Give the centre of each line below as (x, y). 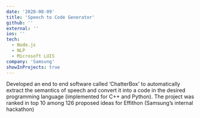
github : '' (20, 23)
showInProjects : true (33, 67)
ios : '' (16, 34)
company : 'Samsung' (31, 61)
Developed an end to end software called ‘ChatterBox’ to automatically (93, 84)
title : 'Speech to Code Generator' (51, 17)
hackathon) (20, 109)
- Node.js (24, 45)
